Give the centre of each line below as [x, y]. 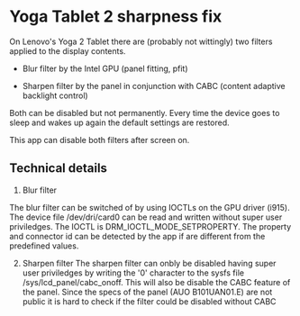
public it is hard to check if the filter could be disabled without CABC [149, 301]
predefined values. [44, 246]
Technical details [59, 168]
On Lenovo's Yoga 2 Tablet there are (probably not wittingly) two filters [141, 41]
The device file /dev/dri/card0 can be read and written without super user [146, 217]
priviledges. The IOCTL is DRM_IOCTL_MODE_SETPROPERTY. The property [150, 226]
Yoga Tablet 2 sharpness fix [116, 17]
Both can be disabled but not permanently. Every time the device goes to [145, 113]
